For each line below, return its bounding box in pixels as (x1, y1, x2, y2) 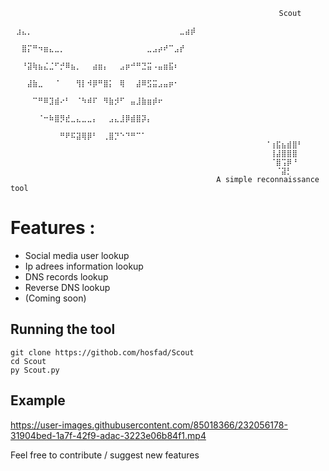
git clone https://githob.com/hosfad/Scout (10, 347, 195, 358)
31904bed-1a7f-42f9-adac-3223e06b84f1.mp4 (10, 429, 207, 441)
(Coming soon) (24, 292, 87, 304)
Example (10, 392, 66, 409)
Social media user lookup (24, 249, 130, 261)
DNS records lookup (24, 270, 109, 283)
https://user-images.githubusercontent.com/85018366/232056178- (10, 419, 288, 431)
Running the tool (10, 321, 116, 338)
